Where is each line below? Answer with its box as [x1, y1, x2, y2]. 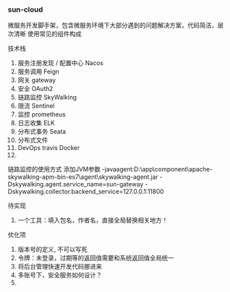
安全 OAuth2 [17, 84, 53, 93]
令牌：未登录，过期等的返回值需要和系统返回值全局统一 [17, 254, 174, 262]
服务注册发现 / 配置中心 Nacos [17, 59, 103, 67]
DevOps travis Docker [17, 144, 80, 152]
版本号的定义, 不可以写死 [17, 245, 88, 254]
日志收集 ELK [17, 119, 55, 127]
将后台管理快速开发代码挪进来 [17, 263, 102, 271]
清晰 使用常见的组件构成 [13, 29, 81, 38]
